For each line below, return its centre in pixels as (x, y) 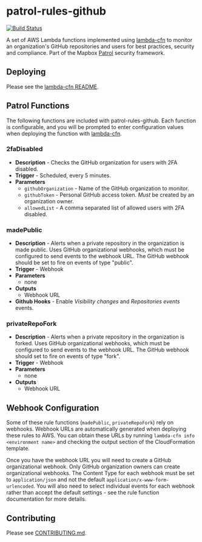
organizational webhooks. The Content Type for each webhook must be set (101, 473)
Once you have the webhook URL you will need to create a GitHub (89, 460)
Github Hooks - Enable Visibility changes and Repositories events (97, 301)
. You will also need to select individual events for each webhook (114, 486)
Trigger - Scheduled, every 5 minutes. (63, 175)
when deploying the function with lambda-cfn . (64, 133)
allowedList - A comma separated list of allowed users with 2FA (104, 208)
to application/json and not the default (56, 480)
